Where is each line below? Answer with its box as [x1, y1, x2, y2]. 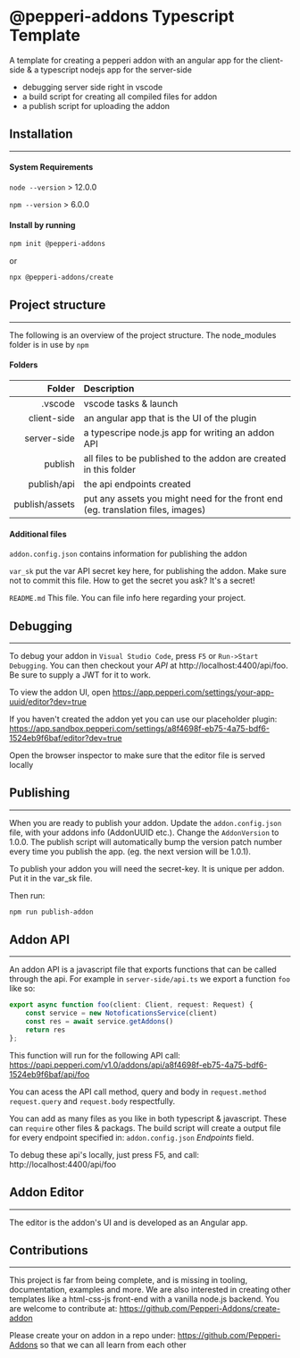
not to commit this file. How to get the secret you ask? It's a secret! [9, 575, 256, 586]
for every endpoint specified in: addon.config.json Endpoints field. [9, 1132, 254, 1143]
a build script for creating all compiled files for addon [21, 91, 218, 102]
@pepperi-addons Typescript [9, 6, 235, 27]
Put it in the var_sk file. [9, 873, 93, 883]
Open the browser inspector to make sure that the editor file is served [9, 749, 266, 761]
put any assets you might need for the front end [83, 492, 283, 504]
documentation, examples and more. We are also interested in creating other [9, 1285, 291, 1295]
